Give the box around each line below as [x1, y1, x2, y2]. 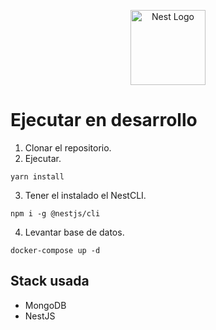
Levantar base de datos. [24, 226, 125, 238]
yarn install [10, 171, 65, 182]
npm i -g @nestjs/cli [10, 208, 101, 219]
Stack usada [10, 273, 90, 290]
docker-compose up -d [10, 245, 101, 255]
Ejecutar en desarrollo [10, 109, 198, 132]
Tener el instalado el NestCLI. [24, 189, 147, 201]
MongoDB [24, 299, 67, 311]
